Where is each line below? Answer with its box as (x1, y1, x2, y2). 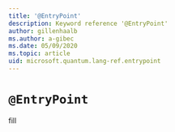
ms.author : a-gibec (8, 34, 75, 43)
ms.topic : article (8, 49, 70, 57)
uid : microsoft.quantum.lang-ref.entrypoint (8, 57, 161, 66)
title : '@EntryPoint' (8, 11, 82, 20)
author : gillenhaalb (8, 27, 79, 35)
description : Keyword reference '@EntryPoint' (8, 19, 169, 28)
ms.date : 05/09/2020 (8, 42, 79, 50)
